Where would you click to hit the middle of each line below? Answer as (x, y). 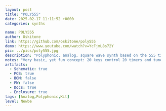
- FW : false (22, 83)
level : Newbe (19, 101)
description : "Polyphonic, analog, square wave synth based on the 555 (80, 55)
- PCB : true (22, 74)
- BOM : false (23, 78)
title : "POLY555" (23, 14)
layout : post (19, 10)
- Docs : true (23, 87)
